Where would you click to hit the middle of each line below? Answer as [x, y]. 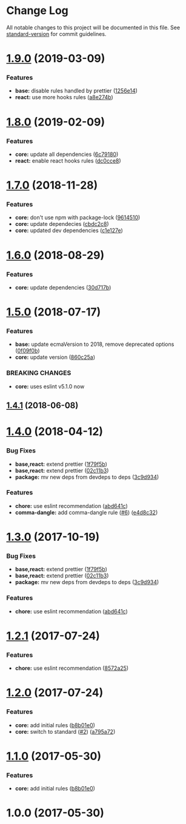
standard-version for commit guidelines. [56, 33]
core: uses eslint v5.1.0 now [50, 386]
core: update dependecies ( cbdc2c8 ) [62, 224]
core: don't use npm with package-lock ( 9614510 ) [78, 217]
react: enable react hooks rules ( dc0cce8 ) [68, 160]
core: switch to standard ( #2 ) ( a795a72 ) [65, 731]
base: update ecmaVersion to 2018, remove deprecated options [95, 344]
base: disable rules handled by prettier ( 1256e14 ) [76, 91]
